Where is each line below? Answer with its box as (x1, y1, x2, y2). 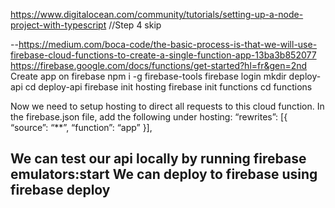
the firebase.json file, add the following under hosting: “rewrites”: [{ (10, 111, 288, 123)
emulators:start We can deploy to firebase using (10, 166, 318, 183)
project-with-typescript (10, 19, 107, 31)
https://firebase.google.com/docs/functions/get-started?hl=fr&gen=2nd (10, 60, 308, 71)
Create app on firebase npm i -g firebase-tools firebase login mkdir (10, 70, 287, 82)
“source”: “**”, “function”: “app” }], (10, 122, 153, 133)
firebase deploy (10, 182, 111, 199)
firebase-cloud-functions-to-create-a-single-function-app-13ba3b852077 (10, 49, 317, 61)
